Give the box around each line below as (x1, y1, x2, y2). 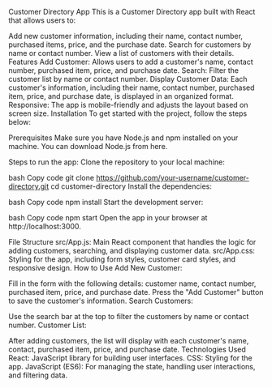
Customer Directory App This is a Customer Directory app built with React (8, 7, 256, 16)
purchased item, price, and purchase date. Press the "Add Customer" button (8, 288, 264, 296)
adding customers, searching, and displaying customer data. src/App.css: (8, 246, 256, 255)
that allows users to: (8, 15, 76, 25)
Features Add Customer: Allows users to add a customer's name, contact (8, 57, 253, 66)
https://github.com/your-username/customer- (96, 173, 250, 182)
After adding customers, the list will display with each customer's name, (8, 336, 249, 345)
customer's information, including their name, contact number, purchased (8, 83, 255, 92)
